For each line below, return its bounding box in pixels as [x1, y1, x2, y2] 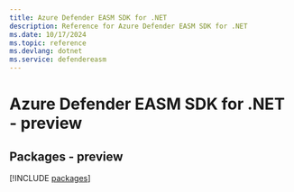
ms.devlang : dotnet [9, 47, 83, 56]
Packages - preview [9, 149, 124, 164]
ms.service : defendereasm [9, 55, 106, 64]
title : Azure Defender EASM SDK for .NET [9, 13, 168, 23]
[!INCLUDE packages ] [9, 173, 91, 183]
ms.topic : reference [9, 38, 87, 48]
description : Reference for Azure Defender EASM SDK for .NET [9, 22, 248, 31]
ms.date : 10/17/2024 [9, 30, 87, 39]
